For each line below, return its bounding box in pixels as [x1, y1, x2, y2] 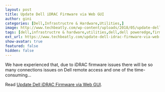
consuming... [5, 72, 31, 78]
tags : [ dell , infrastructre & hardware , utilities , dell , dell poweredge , [5, 30, 153, 35]
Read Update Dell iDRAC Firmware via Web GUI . [5, 81, 102, 87]
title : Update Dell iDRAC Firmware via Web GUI [5, 12, 105, 17]
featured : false [5, 44, 38, 48]
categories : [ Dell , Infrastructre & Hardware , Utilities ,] [5, 21, 124, 26]
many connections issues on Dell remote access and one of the [5, 67, 134, 72]
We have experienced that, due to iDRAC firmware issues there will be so [5, 62, 153, 68]
